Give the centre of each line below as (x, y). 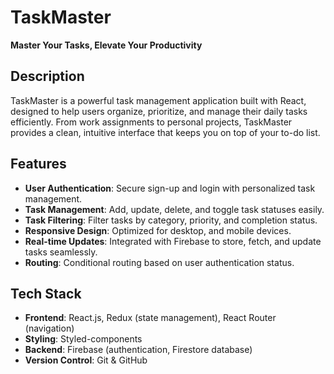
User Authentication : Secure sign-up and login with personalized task (170, 188)
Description (47, 76)
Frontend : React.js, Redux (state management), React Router (150, 318)
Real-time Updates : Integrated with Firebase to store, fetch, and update (173, 241)
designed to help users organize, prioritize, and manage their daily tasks (159, 111)
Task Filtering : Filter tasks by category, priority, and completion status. (171, 220)
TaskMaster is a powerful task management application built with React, (158, 100)
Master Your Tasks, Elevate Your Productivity (106, 45)
